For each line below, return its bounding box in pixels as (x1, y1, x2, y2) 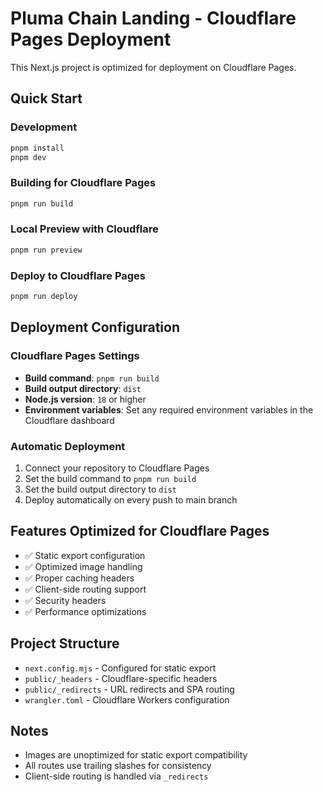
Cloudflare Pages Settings (10, 349, 140, 363)
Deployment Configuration (10, 319, 181, 336)
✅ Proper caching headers (24, 572, 135, 584)
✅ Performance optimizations (24, 605, 147, 617)
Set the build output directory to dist (24, 483, 177, 495)
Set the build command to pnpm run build (24, 472, 197, 484)
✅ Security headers (24, 594, 107, 606)
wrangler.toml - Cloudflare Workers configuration (24, 693, 230, 706)
